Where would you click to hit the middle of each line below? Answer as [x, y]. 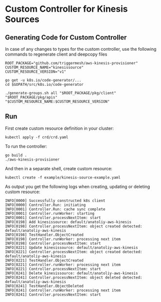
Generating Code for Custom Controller [66, 37]
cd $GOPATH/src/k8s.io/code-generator [44, 84]
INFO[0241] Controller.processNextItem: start [53, 294]
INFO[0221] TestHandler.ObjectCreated [44, 260]
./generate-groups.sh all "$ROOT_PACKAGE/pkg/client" [61, 93]
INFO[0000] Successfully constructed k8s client [55, 201]
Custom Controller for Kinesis [66, 9]
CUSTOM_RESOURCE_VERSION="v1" [36, 72]
